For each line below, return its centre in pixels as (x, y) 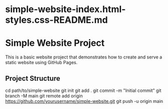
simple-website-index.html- (65, 9)
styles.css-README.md (57, 20)
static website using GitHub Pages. (41, 63)
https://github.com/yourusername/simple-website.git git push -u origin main (84, 101)
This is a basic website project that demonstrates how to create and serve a (84, 57)
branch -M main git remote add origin (44, 96)
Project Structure (33, 78)
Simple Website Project (55, 43)
